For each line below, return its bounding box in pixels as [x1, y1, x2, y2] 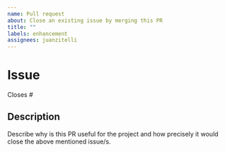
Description [7, 111, 60, 123]
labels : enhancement [7, 30, 69, 37]
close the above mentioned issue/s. [7, 137, 111, 146]
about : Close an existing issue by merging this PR [7, 17, 163, 24]
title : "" [7, 23, 37, 30]
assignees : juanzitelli [7, 37, 78, 44]
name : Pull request [7, 10, 65, 18]
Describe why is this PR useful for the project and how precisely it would [7, 129, 219, 138]
